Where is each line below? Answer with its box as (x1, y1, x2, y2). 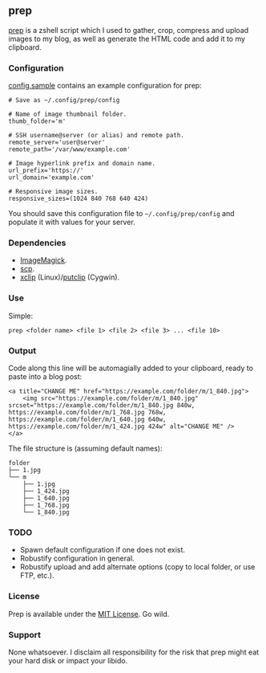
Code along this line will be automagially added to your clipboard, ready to (8, 363, 254, 373)
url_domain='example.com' (8, 173, 95, 182)
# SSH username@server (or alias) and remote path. (8, 132, 184, 140)
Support (8, 629, 42, 640)
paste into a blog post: (8, 372, 83, 381)
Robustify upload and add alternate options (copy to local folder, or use (19, 562, 256, 572)
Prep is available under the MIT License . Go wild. (8, 609, 170, 618)
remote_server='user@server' (8, 138, 106, 147)
